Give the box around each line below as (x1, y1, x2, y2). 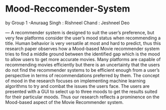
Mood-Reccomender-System (5, 3, 130, 15)
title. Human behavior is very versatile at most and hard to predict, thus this (5, 40, 161, 46)
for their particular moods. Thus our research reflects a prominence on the (5, 94, 160, 100)
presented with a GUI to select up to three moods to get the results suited (5, 88, 157, 94)
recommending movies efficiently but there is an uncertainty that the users (5, 62, 160, 68)
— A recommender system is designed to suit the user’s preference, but (5, 29, 154, 35)
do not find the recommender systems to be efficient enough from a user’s (5, 67, 160, 73)
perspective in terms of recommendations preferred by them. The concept (5, 72, 160, 78)
